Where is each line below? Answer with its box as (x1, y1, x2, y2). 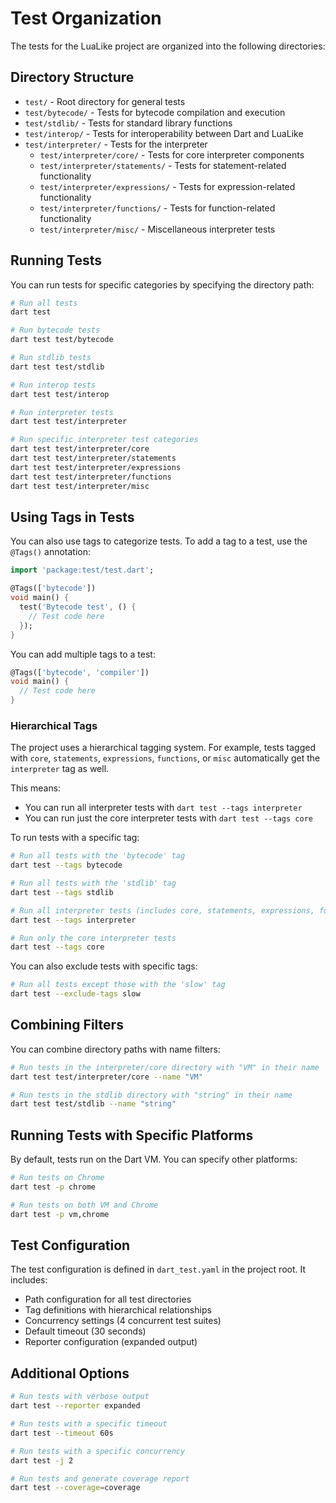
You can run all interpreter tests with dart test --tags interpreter (24, 802, 303, 814)
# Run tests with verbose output (10, 1392, 150, 1402)
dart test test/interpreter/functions (10, 472, 172, 482)
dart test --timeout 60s (10, 1428, 114, 1438)
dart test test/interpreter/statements (10, 453, 177, 464)
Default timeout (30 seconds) (24, 1325, 147, 1337)
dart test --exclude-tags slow (10, 989, 141, 999)
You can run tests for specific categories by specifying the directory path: (10, 278, 315, 291)
